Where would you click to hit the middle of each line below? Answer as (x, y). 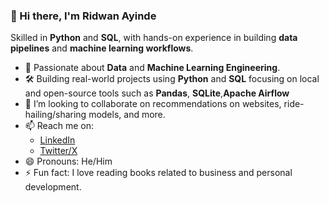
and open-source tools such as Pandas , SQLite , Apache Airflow (157, 93)
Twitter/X (58, 151)
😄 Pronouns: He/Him (68, 161)
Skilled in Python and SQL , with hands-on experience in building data (154, 38)
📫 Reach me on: (59, 126)
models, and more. (127, 115)
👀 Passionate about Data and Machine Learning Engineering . (152, 68)
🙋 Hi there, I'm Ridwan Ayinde (83, 16)
